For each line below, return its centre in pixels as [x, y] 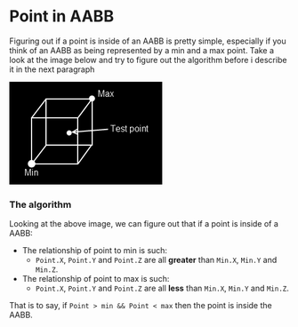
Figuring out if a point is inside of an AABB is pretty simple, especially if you [148, 41]
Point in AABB [61, 16]
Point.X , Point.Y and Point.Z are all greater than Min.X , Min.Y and [156, 260]
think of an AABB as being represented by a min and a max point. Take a [141, 50]
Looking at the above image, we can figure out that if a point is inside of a [144, 224]
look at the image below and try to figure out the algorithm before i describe [148, 60]
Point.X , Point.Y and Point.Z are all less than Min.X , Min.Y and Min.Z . [162, 288]
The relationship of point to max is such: [96, 279]
